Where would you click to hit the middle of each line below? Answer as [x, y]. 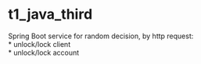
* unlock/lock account [44, 52]
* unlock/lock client [39, 44]
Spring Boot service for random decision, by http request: [101, 36]
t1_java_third [50, 14]
